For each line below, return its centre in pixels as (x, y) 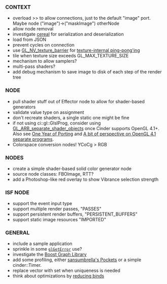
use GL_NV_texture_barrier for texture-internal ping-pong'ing (76, 50)
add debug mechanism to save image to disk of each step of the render (87, 72)
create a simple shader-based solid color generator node (72, 169)
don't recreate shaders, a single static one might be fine (71, 117)
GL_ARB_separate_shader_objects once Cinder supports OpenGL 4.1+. (86, 128)
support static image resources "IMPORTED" (59, 220)
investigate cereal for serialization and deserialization (68, 34)
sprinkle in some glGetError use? (47, 249)
